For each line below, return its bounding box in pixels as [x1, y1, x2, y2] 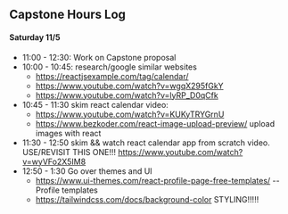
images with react [35, 128, 102, 138]
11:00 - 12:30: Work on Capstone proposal [21, 52, 177, 62]
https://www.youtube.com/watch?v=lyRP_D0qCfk [35, 89, 218, 101]
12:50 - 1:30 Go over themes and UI [21, 165, 153, 177]
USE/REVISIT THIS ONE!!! [21, 146, 117, 157]
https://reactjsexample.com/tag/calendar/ [35, 70, 189, 81]
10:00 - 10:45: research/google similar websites [21, 62, 198, 72]
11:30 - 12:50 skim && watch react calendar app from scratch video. [21, 137, 270, 148]
